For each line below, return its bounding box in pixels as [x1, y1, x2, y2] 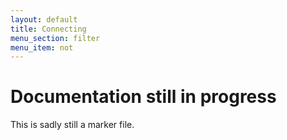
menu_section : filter [10, 33, 101, 43]
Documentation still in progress [10, 86, 277, 108]
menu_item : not [10, 42, 74, 53]
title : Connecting [10, 24, 87, 34]
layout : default [10, 14, 78, 25]
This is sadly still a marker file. [10, 119, 135, 131]
